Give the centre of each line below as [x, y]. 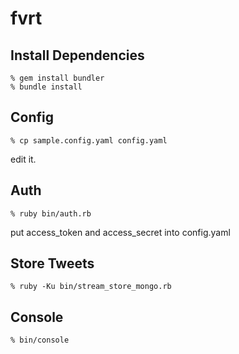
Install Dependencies [77, 55]
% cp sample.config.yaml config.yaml [89, 140]
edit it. [23, 159]
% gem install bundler [57, 78]
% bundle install [46, 87]
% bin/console [40, 340]
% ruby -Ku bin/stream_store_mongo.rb [91, 287]
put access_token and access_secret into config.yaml [120, 232]
